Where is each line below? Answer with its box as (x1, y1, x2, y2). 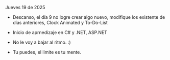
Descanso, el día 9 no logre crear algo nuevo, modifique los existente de (12, 14, 165, 20)
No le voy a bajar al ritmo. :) (12, 39, 71, 45)
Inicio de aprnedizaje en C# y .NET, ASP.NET (12, 29, 107, 35)
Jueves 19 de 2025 (5, 5, 45, 10)
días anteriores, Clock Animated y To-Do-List (12, 20, 108, 25)
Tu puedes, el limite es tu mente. (12, 49, 82, 55)
